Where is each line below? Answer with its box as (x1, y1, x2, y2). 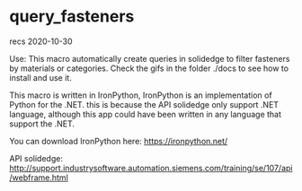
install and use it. (9, 72, 72, 82)
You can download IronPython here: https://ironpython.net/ (9, 135, 228, 146)
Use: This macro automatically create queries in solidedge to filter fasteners (9, 53, 290, 64)
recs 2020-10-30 (9, 36, 73, 47)
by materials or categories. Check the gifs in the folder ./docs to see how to (9, 63, 289, 74)
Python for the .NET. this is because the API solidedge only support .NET (9, 99, 280, 109)
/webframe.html (9, 172, 69, 183)
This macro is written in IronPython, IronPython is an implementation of (9, 90, 272, 100)
